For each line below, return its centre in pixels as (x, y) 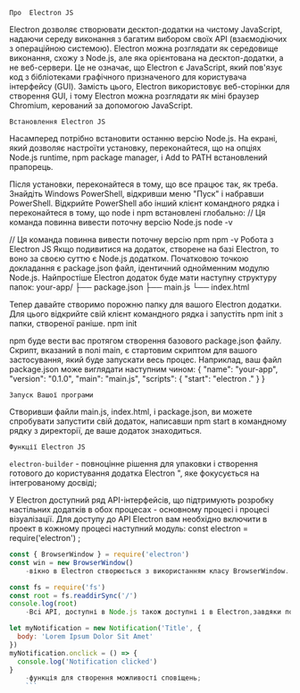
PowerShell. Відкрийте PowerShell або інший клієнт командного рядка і (144, 203)
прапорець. (31, 167)
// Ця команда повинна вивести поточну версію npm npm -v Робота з (142, 240)
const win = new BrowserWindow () (71, 562)
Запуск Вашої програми (51, 395)
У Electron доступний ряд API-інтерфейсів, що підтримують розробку (142, 500)
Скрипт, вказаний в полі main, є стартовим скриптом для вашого (133, 350)
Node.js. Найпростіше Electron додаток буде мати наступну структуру (143, 278)
